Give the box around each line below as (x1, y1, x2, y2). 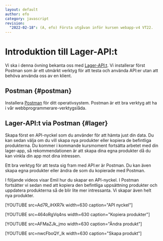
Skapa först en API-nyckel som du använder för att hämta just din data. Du (5, 132, 154, 138)
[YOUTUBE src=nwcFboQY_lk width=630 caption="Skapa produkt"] (5, 230, 142, 236)
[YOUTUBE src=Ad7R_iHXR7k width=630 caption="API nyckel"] (5, 202, 133, 208)
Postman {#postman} (5, 87, 72, 95)
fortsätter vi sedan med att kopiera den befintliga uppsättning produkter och (5, 182, 158, 188)
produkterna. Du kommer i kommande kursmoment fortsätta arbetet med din (5, 142, 159, 148)
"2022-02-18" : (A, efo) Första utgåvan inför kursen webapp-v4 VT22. (9, 25, 153, 30)
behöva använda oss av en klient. (5, 73, 72, 79)
